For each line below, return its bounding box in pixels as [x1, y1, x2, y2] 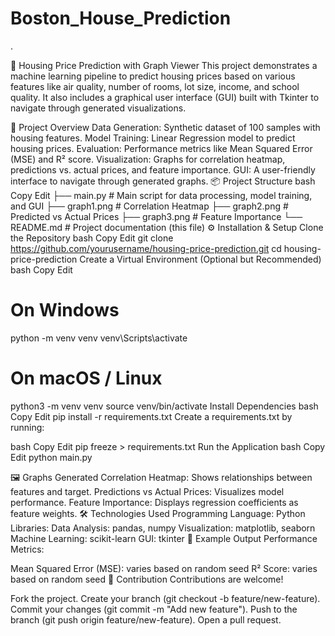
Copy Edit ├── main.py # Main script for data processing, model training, [10, 189, 313, 201]
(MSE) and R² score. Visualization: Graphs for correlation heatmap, [10, 153, 286, 165]
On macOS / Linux [10, 367, 163, 390]
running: [10, 421, 45, 433]
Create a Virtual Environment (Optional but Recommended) [79, 253, 322, 265]
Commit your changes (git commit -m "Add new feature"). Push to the [10, 603, 298, 615]
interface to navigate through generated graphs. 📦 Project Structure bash [10, 175, 316, 187]
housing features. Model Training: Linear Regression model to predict [10, 132, 296, 144]
